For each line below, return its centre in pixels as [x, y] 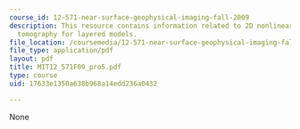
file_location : [37, 42]
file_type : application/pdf [62, 51]
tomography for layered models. [78, 34]
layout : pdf [31, 59]
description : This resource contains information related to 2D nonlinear [151, 26]
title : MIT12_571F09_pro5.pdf [66, 68]
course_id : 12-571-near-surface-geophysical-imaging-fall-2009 [129, 17]
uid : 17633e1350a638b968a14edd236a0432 [83, 84]
